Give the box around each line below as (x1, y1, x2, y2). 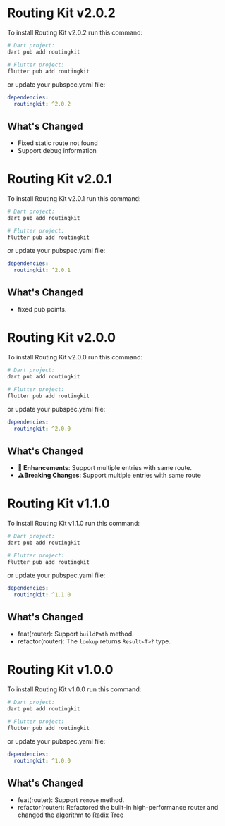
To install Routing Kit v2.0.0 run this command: (7, 352, 143, 361)
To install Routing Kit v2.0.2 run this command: (7, 28, 143, 37)
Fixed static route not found (17, 139, 98, 147)
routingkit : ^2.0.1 (13, 266, 71, 274)
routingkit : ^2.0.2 (13, 101, 71, 108)
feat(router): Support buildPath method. (17, 629, 134, 638)
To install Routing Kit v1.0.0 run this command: (7, 685, 142, 694)
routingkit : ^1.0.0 (13, 758, 71, 765)
